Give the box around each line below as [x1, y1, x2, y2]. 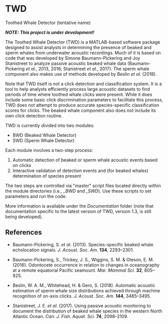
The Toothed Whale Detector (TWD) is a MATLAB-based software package [5, 39, 160, 45]
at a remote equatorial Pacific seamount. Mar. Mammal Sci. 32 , [12, 267, 143, 273]
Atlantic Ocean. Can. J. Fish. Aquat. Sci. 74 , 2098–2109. [12, 313, 129, 319]
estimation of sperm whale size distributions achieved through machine [12, 287, 160, 293]
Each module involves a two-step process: [5, 147, 93, 153]
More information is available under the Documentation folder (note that [5, 203, 154, 209]
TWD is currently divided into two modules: [5, 122, 95, 128]
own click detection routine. [5, 112, 63, 118]
